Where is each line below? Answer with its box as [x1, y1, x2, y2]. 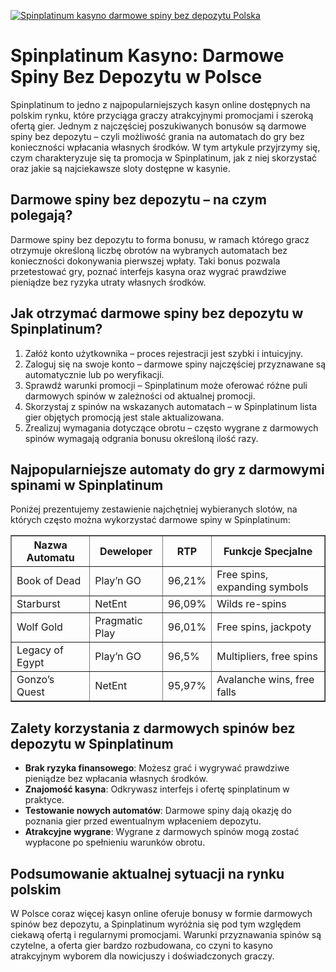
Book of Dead [16, 574, 82, 588]
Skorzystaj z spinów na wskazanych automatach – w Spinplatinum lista [24, 400, 318, 412]
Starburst [16, 597, 61, 611]
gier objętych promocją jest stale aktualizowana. [24, 411, 225, 423]
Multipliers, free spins [216, 650, 318, 664]
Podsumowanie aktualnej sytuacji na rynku [10, 865, 285, 882]
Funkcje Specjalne [223, 545, 313, 559]
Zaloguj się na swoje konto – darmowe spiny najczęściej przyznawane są [24, 358, 326, 370]
